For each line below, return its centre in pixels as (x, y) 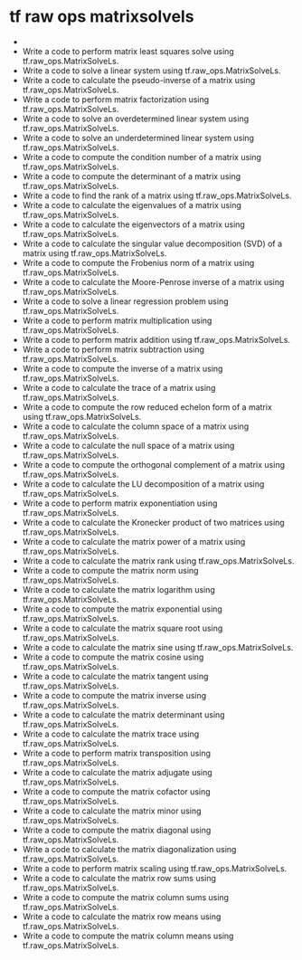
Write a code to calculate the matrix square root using (123, 628)
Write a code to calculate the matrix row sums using (119, 878)
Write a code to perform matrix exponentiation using (120, 503)
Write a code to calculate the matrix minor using (112, 811)
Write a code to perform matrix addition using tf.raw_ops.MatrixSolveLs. (156, 339)
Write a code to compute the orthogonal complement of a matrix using (153, 464)
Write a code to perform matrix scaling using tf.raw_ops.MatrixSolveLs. (155, 868)
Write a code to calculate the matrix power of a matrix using (134, 541)
